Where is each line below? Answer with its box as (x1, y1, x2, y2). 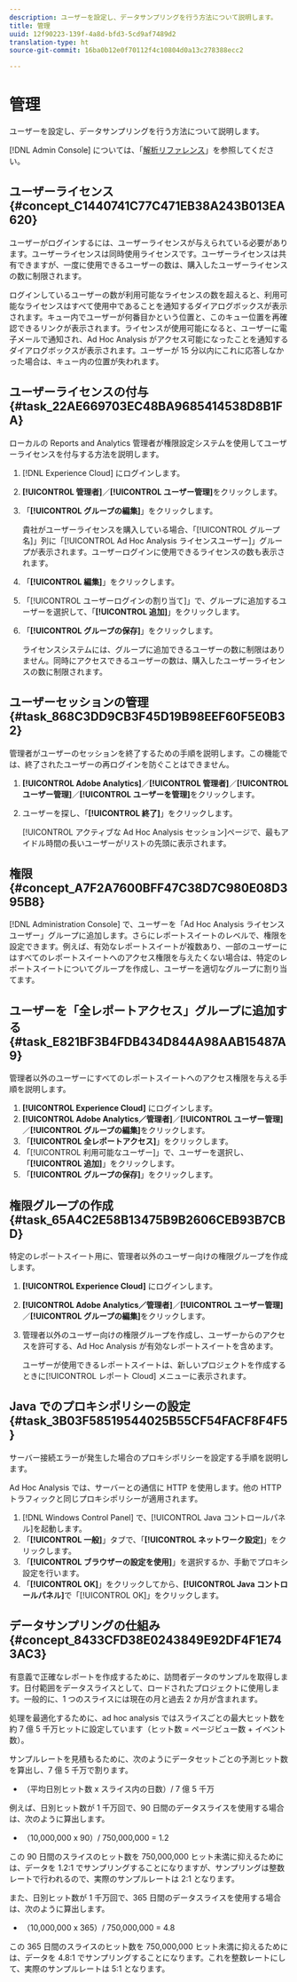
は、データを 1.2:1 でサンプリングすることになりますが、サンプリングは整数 (9, 1862, 285, 1873)
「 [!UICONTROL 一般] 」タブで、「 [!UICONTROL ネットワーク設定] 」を (21, 1534, 279, 1545)
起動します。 (40, 1523, 87, 1534)
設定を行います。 (21, 1567, 84, 1578)
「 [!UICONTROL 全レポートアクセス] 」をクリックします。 (21, 1136, 233, 1146)
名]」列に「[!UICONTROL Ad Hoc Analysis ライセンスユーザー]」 (21, 535, 260, 546)
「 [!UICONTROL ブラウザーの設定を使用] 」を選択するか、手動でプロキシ (21, 1556, 289, 1567)
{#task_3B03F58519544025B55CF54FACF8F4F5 (9, 1414, 288, 1429)
